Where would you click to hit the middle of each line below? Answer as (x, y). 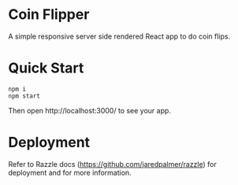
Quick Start (46, 68)
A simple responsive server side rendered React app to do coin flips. (119, 36)
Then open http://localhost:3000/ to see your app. (90, 110)
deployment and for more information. (70, 172)
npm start (24, 96)
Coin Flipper (49, 15)
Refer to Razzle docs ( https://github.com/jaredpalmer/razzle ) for (112, 164)
